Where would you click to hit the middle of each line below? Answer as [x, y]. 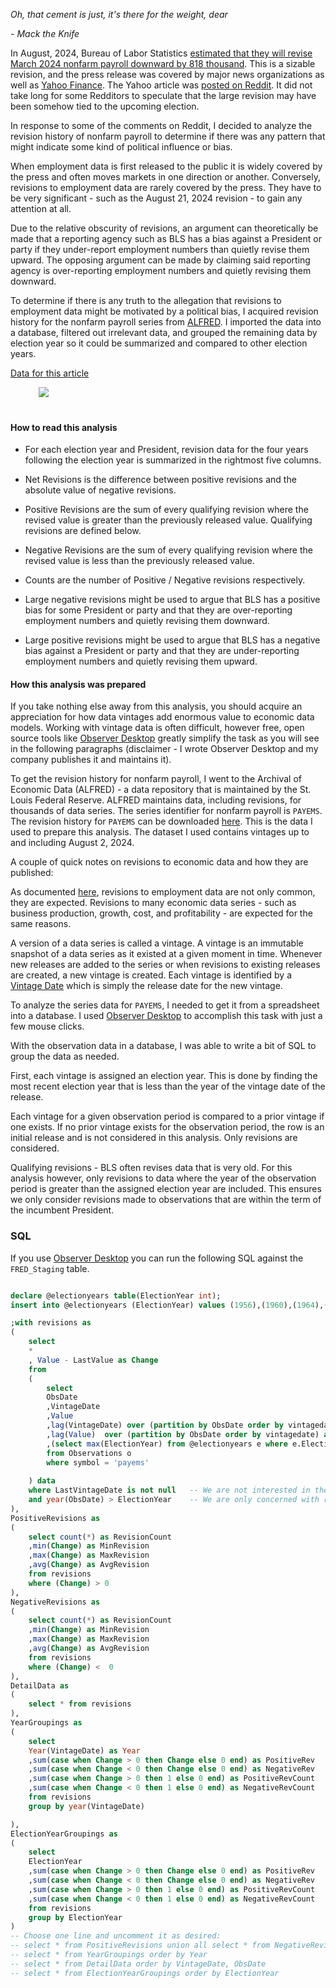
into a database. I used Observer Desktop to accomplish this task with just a [166, 1016]
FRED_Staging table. [50, 1268]
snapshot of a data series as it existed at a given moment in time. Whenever [166, 954]
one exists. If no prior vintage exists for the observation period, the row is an [167, 1127]
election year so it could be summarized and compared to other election [159, 343]
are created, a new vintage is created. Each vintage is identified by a [151, 975]
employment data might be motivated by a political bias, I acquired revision [164, 311]
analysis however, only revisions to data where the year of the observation [163, 1178]
